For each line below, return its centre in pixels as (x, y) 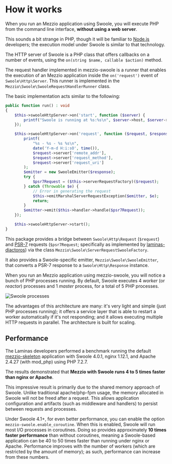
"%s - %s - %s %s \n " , (56, 144)
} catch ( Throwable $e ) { (51, 186)
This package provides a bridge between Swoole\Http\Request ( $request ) (82, 239)
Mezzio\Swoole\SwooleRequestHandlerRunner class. (58, 86)
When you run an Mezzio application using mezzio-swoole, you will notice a (85, 275)
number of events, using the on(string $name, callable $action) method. (84, 60)
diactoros (15, 249)
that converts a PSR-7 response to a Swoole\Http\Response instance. (77, 265)
